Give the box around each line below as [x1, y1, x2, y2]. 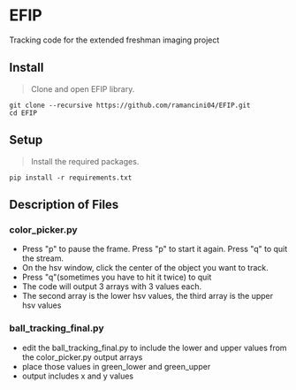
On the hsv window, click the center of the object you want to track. [21, 263, 269, 273]
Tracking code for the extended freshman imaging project [9, 34, 220, 45]
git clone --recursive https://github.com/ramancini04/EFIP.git [9, 101, 251, 110]
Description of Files [9, 196, 119, 212]
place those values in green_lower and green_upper [21, 361, 211, 371]
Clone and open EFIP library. [30, 83, 135, 94]
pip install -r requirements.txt [9, 173, 133, 182]
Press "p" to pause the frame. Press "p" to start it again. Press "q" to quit [21, 244, 288, 255]
